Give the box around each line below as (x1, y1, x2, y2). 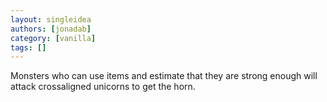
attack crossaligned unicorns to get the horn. (10, 81, 196, 93)
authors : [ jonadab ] (10, 24, 92, 34)
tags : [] (10, 42, 47, 53)
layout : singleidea (10, 14, 92, 25)
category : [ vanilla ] (10, 33, 97, 43)
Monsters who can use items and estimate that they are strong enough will (10, 70, 318, 82)
